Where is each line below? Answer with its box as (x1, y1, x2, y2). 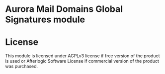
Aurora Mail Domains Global (5, 3, 123, 15)
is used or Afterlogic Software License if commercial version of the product (5, 58, 159, 64)
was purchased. (5, 63, 38, 70)
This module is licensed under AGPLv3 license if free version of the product (5, 53, 160, 59)
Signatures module (5, 14, 85, 25)
